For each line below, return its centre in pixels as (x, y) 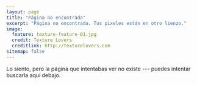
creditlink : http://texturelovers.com (61, 46)
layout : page (23, 12)
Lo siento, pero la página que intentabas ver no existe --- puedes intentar (99, 69)
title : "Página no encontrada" (46, 18)
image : (15, 29)
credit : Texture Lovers (42, 40)
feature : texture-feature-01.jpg (54, 35)
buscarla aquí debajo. (34, 75)
